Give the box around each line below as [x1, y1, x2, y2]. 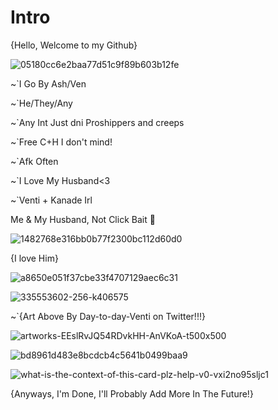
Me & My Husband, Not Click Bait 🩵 [10, 213, 156, 225]
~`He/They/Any [10, 97, 73, 109]
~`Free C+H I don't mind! [10, 136, 113, 148]
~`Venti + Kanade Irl [10, 194, 93, 206]
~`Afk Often [10, 155, 59, 167]
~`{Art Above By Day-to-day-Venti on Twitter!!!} [10, 310, 206, 322]
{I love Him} [10, 252, 59, 264]
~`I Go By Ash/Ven [10, 77, 87, 90]
